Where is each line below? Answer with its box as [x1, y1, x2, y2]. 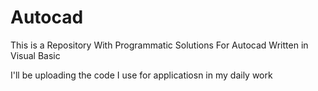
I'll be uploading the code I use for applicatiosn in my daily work [10, 69, 273, 81]
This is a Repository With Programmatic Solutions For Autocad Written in [10, 39, 309, 51]
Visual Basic [10, 49, 61, 61]
